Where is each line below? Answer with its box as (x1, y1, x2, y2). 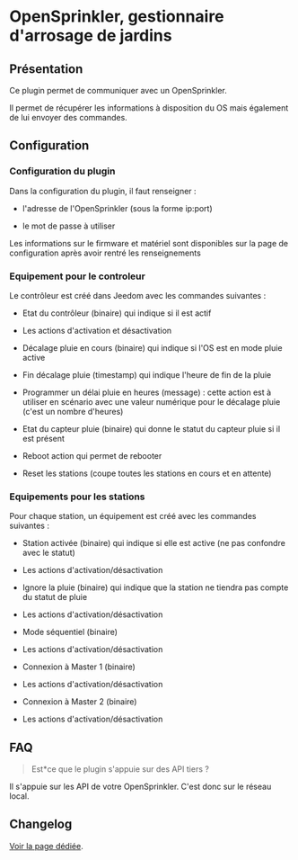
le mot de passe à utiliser (22, 220, 116, 231)
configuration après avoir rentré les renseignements (9, 247, 202, 258)
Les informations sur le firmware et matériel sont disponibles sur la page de (9, 237, 289, 248)
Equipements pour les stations (9, 490, 145, 503)
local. (9, 791, 30, 802)
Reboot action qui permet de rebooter (22, 450, 162, 461)
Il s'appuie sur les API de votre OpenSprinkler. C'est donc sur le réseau (9, 781, 272, 793)
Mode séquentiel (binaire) (22, 627, 118, 638)
